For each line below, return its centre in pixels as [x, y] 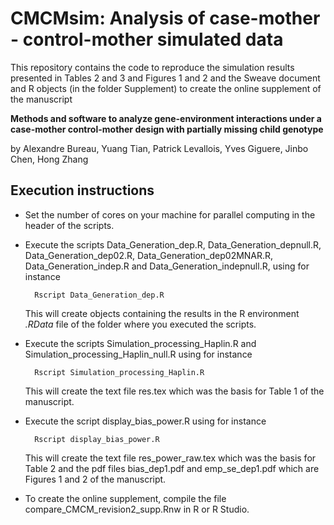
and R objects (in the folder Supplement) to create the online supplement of [166, 88]
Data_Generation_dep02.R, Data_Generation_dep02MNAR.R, [149, 255]
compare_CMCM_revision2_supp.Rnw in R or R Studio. [137, 509]
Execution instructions [82, 190]
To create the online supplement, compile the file [125, 498]
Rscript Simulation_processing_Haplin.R [119, 372]
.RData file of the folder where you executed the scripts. [140, 324]
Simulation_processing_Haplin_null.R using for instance [138, 354]
